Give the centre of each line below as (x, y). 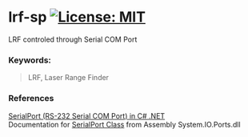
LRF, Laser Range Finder (68, 78)
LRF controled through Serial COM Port (73, 39)
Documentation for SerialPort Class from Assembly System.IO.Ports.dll (125, 124)
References (31, 99)
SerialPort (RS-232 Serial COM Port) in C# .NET (87, 115)
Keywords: (30, 60)
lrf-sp (28, 17)
